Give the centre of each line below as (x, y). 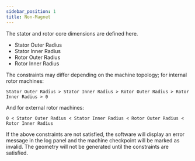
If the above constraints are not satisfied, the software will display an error (95, 134)
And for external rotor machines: (45, 107)
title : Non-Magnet (28, 17)
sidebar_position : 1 (31, 11)
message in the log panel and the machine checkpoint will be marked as (93, 140)
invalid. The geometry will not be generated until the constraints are (88, 146)
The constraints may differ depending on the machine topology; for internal (97, 75)
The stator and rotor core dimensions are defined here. (72, 33)
